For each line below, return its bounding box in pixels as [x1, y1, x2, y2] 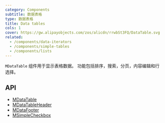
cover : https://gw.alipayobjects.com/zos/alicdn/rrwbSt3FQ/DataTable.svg [5, 30, 161, 35]
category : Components [5, 7, 50, 12]
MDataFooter [12, 107, 40, 113]
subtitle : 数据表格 [5, 12, 42, 17]
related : [5, 35, 23, 40]
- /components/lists [9, 48, 52, 53]
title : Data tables [5, 21, 45, 26]
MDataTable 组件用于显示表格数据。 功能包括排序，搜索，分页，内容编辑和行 [5, 63, 160, 69]
